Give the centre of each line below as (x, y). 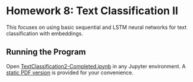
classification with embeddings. (45, 33)
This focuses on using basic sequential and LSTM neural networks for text (97, 27)
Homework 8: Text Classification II (92, 11)
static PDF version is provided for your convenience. (70, 73)
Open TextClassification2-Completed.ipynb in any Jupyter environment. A (96, 66)
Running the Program (46, 52)
